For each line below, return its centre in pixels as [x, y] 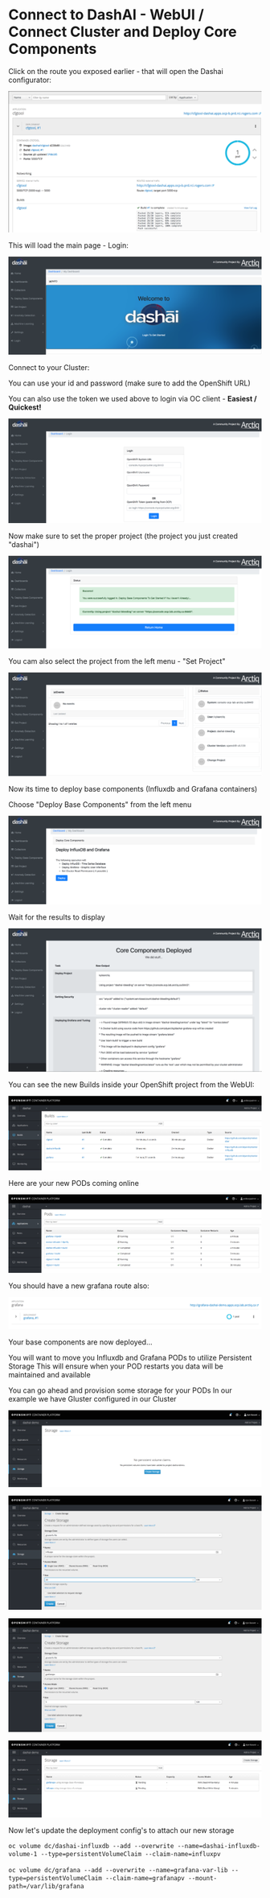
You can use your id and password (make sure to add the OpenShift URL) [129, 383]
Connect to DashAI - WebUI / [106, 15]
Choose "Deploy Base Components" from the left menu [100, 805]
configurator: [30, 80]
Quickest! [25, 407]
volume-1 [23, 1855]
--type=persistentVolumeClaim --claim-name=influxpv [131, 1855]
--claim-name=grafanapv [145, 1879]
